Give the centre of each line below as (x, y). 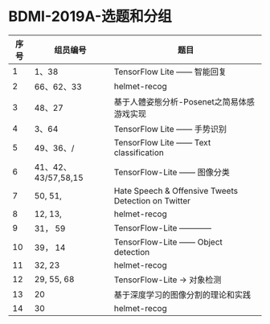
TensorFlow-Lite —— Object (168, 242)
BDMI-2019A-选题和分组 (90, 16)
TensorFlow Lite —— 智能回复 (170, 72)
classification (139, 152)
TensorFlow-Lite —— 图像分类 (172, 172)
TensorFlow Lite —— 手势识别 (170, 129)
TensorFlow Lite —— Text (162, 142)
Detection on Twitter (152, 200)
